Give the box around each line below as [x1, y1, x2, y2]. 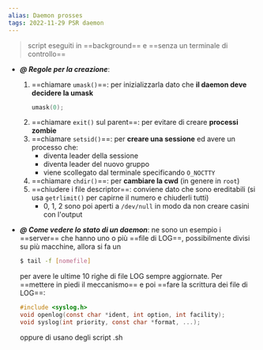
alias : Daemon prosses [8, 11, 83, 20]
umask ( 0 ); [31, 103, 65, 111]
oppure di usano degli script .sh [19, 333, 123, 342]
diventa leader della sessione [43, 151, 139, 160]
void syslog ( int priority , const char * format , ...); [19, 318, 201, 326]
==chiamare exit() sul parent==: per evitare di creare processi [31, 118, 239, 127]
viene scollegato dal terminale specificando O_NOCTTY [43, 167, 216, 178]
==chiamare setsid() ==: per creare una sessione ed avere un [31, 134, 235, 144]
